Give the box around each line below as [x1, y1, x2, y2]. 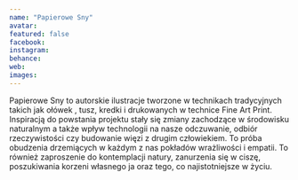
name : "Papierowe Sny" [9, 12, 93, 22]
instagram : [9, 46, 50, 55]
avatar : [9, 21, 38, 30]
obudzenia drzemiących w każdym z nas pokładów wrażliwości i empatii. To [9, 142, 289, 153]
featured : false [9, 29, 69, 38]
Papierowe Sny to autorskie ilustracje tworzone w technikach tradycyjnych [9, 95, 283, 106]
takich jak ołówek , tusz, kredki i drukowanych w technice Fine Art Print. [9, 104, 273, 115]
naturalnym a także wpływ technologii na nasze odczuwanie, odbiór [9, 123, 258, 134]
